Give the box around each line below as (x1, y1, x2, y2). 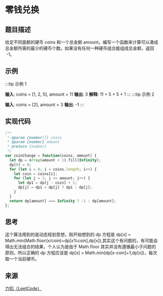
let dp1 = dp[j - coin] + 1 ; (18, 180, 77, 185)
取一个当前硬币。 (5, 256, 39, 262)
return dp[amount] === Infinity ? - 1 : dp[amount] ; (9, 198, 117, 203)
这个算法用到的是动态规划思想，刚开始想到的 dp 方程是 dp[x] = (5, 232, 131, 237)
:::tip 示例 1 (5, 81, 27, 87)
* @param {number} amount (7, 139, 60, 144)
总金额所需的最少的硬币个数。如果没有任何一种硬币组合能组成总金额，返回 (5, 45, 154, 51)
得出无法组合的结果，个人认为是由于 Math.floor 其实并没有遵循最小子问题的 (5, 244, 156, 250)
